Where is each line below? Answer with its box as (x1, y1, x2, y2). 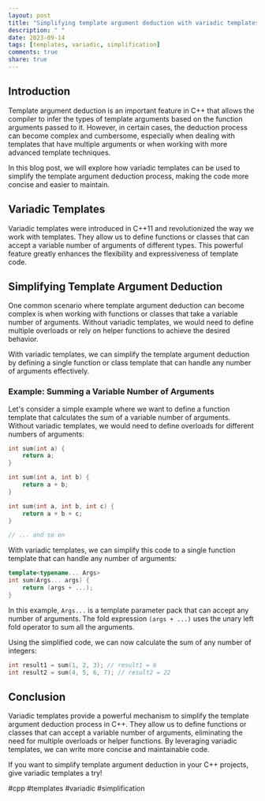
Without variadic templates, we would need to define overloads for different (8, 421, 254, 430)
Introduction (8, 84, 71, 99)
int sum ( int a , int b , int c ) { (8, 502, 114, 510)
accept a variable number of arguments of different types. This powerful (8, 240, 244, 249)
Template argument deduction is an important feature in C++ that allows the (8, 106, 255, 115)
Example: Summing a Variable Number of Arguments (8, 386, 215, 397)
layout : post (8, 11, 51, 20)
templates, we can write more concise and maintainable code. (8, 745, 210, 754)
